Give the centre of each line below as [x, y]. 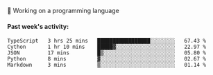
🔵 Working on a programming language [63, 11]
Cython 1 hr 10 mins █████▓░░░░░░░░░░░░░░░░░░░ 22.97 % [107, 47]
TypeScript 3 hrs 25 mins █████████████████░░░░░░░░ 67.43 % [107, 41]
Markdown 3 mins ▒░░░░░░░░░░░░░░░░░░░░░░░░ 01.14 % [107, 65]
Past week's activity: [38, 26]
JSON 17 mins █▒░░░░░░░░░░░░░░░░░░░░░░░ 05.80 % [107, 53]
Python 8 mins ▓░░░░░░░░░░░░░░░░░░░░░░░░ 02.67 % [107, 59]
